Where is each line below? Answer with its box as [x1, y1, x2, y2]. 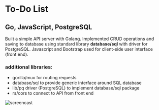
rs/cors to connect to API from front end [12, 90, 94, 96]
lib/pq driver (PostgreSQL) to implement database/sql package [12, 85, 140, 91]
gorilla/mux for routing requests [12, 75, 77, 81]
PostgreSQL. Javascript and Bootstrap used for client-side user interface [5, 46, 153, 52]
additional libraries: [5, 64, 53, 70]
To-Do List [5, 3, 49, 15]
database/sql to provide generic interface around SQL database [12, 80, 142, 86]
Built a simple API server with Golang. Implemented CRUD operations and [5, 36, 154, 42]
